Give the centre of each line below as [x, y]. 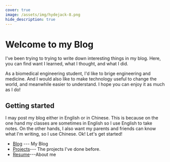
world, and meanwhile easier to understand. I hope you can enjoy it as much [85, 85]
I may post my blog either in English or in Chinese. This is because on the [82, 118]
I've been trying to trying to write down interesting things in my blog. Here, [83, 58]
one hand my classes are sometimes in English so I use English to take [79, 123]
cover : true [18, 10]
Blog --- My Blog [30, 144]
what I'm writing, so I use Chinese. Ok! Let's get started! [64, 134]
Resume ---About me [34, 154]
